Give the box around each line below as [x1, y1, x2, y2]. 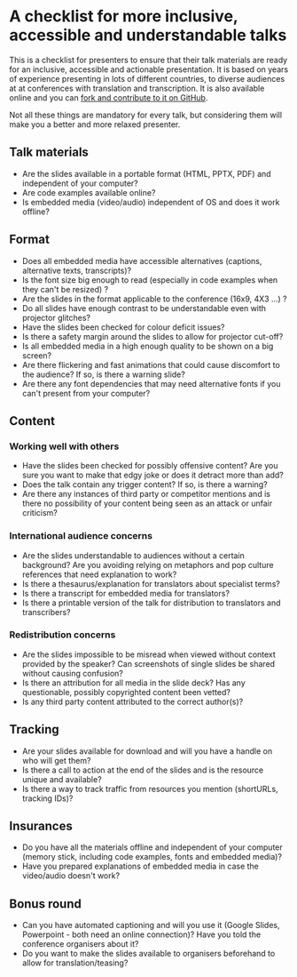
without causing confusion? [21, 668, 124, 678]
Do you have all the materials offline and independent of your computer [21, 842, 284, 853]
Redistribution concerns [9, 629, 116, 641]
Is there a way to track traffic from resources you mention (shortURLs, [21, 783, 278, 794]
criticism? [21, 508, 58, 518]
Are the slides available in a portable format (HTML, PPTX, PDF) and [21, 168, 272, 179]
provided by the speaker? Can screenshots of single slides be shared [21, 658, 276, 669]
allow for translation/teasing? [21, 957, 129, 968]
